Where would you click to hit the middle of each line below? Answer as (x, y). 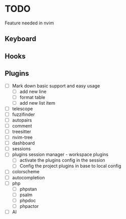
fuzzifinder (23, 114)
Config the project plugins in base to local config (70, 166)
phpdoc (28, 200)
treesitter (22, 132)
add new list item (37, 103)
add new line (33, 91)
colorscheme (26, 172)
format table (32, 97)
